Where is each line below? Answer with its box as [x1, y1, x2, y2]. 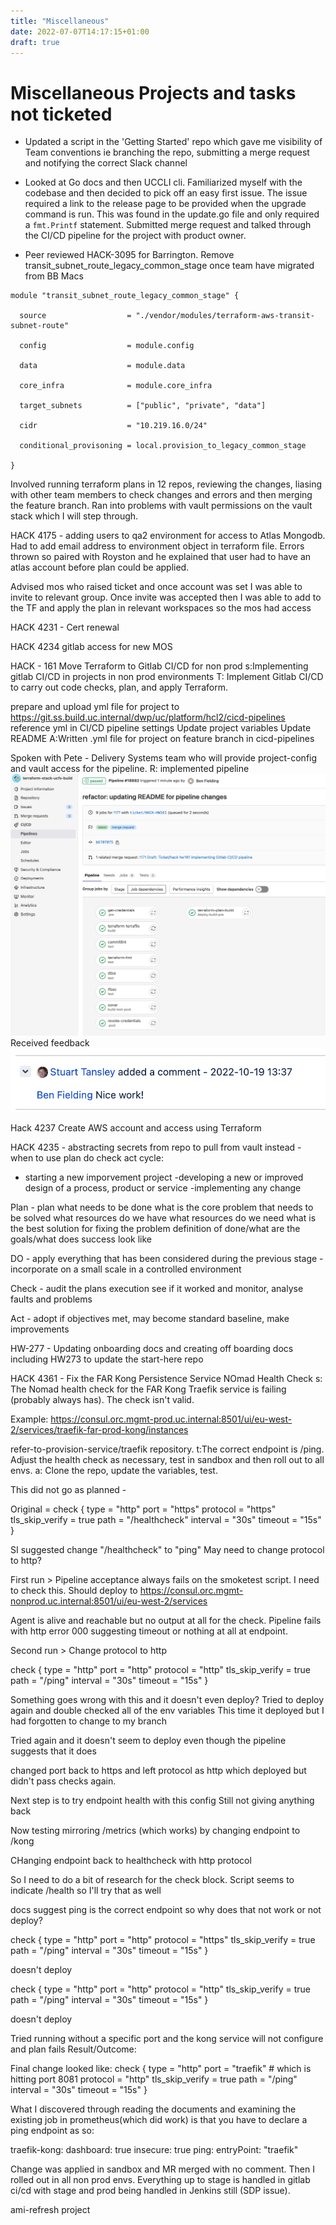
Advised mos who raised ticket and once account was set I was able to [10, 581, 303, 593]
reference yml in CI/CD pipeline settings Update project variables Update [10, 722, 312, 734]
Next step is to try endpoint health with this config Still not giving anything [10, 1795, 315, 1807]
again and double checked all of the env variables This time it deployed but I [10, 1705, 325, 1717]
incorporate [10, 1263, 59, 1275]
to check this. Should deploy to [10, 1585, 138, 1597]
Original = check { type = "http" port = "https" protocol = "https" [10, 1503, 277, 1515]
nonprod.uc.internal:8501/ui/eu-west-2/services [10, 1595, 208, 1607]
